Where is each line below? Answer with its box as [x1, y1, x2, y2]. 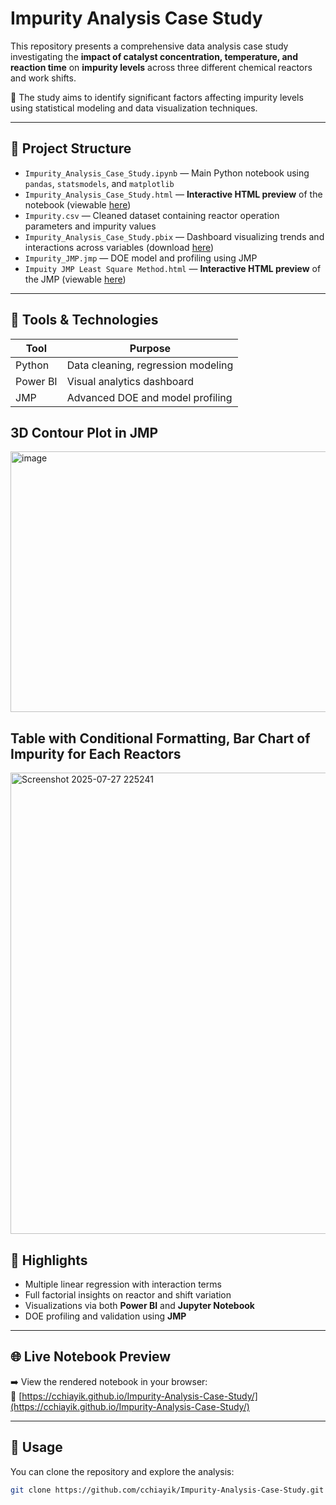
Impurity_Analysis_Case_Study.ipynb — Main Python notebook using [24, 167, 310, 179]
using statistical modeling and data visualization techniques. [10, 102, 258, 114]
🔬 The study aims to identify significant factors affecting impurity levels [10, 91, 304, 103]
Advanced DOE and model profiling [66, 390, 233, 404]
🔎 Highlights [10, 1252, 88, 1269]
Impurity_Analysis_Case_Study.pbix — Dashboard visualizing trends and [24, 230, 325, 242]
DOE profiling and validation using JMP [24, 1310, 187, 1322]
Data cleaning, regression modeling [66, 358, 234, 372]
